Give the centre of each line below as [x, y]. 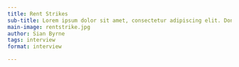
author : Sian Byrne [36, 33]
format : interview [34, 47]
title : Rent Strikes [38, 14]
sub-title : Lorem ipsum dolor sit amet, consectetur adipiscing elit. [114, 20]
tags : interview [31, 40]
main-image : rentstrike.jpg [49, 27]
